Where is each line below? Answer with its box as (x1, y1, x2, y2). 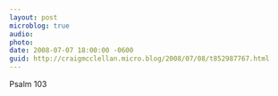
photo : (9, 37, 34, 47)
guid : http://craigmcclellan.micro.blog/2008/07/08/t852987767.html (9, 54, 270, 63)
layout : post (9, 12, 58, 22)
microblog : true (9, 21, 70, 30)
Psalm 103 (9, 79, 47, 89)
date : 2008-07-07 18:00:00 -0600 (9, 46, 134, 55)
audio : (9, 29, 34, 38)
